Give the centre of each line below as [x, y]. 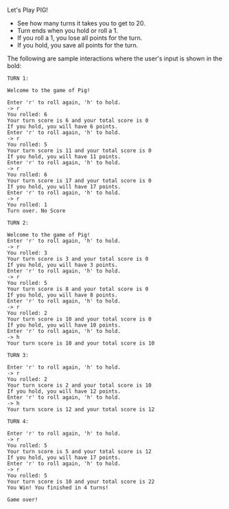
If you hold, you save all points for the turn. [77, 45]
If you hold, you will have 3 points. [62, 265]
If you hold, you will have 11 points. [64, 157]
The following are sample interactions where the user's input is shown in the [115, 58]
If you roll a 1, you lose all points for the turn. [80, 38]
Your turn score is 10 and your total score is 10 [81, 343]
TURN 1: [18, 78]
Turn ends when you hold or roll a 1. [68, 31]
